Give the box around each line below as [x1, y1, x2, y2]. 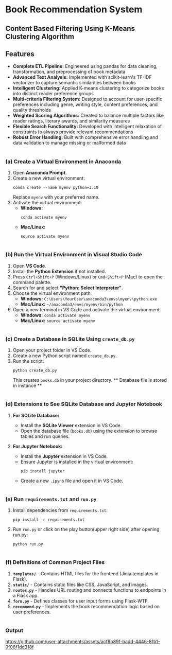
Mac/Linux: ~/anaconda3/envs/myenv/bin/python [20, 301, 123, 307]
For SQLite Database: [12, 412, 60, 418]
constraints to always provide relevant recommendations [12, 129, 133, 135]
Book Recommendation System [5, 4, 143, 15]
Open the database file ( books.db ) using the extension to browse [20, 428, 158, 434]
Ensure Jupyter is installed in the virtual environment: [20, 458, 134, 465]
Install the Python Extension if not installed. [12, 268, 107, 274]
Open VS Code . [12, 262, 46, 269]
